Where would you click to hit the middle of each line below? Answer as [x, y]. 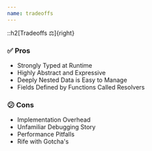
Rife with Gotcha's [43, 141]
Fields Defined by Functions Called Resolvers [81, 87]
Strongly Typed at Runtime [54, 65]
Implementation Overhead [54, 120]
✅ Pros [19, 51]
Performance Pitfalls [46, 135]
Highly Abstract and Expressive [61, 72]
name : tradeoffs [30, 13]
